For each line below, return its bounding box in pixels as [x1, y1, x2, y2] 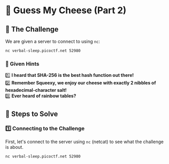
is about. [5, 144, 24, 150]
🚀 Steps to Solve [5, 110, 59, 118]
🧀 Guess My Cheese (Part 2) [5, 5, 127, 16]
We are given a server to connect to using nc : [5, 38, 100, 44]
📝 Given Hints [5, 60, 40, 67]
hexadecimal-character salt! [5, 87, 67, 93]
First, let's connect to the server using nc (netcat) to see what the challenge [5, 139, 164, 145]
